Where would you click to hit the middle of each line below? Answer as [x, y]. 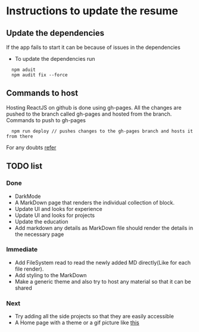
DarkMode [28, 196]
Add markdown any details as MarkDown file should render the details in [104, 228]
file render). [29, 269]
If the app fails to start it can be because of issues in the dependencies [93, 47]
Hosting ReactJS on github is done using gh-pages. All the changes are [94, 107]
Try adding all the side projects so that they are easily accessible [94, 317]
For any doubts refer [31, 147]
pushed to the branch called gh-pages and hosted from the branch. [89, 114]
